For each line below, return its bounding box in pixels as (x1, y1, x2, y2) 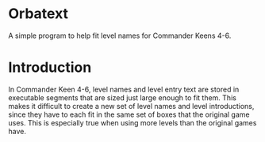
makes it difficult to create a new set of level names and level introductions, (8, 101, 255, 110)
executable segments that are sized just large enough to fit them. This (8, 92, 236, 103)
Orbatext (8, 5, 69, 23)
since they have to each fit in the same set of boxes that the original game (8, 110, 250, 119)
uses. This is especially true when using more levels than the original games (8, 118, 257, 127)
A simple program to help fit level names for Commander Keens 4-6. (8, 31, 232, 40)
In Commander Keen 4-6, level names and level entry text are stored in (8, 84, 240, 94)
